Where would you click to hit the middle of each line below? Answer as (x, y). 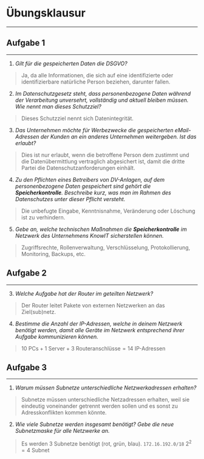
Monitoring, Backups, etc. (53, 254)
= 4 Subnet (35, 450)
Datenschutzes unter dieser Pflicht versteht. (70, 199)
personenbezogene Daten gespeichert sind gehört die (83, 186)
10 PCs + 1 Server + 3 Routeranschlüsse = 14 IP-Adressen (93, 348)
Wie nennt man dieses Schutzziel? (58, 106)
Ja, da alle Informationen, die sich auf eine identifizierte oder (97, 75)
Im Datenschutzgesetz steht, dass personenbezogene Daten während (103, 93)
